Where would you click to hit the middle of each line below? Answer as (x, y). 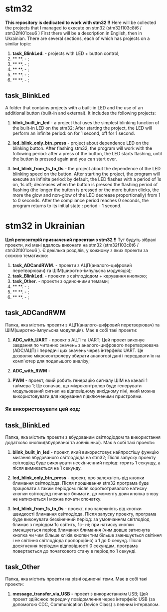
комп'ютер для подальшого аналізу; (51, 361)
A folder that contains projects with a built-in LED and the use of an (74, 107)
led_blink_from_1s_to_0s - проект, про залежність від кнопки (77, 509)
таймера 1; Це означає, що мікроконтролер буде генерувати (77, 385)
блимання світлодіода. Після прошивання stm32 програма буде (81, 483)
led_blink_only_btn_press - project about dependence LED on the (81, 143)
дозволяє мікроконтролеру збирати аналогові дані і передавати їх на (86, 355)
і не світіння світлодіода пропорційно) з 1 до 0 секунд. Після (77, 541)
